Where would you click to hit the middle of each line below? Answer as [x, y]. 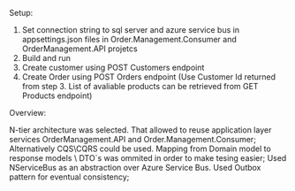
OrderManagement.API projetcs [80, 49]
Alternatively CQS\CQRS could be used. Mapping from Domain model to [140, 149]
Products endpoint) [57, 95]
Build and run [46, 58]
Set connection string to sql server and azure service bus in [131, 30]
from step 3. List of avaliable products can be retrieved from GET [140, 86]
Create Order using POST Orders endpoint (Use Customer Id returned [149, 77]
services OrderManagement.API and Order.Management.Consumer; [132, 139]
